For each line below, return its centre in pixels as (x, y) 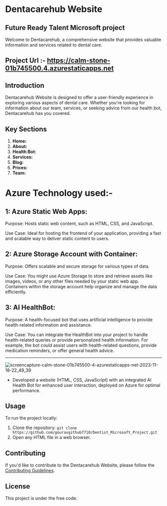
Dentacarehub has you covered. (38, 113)
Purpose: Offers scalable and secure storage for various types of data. (78, 266)
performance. (26, 390)
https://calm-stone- (79, 61)
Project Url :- (25, 61)
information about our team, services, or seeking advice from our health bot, (83, 108)
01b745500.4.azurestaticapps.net (60, 68)
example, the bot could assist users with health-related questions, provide (81, 345)
